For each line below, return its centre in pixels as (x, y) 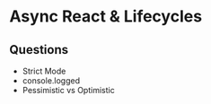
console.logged (51, 81)
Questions (39, 50)
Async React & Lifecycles (106, 17)
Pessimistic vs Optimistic (68, 90)
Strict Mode (44, 71)
